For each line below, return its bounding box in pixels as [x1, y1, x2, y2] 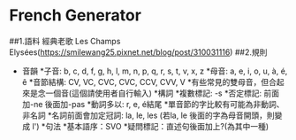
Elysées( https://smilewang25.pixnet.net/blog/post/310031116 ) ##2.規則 [9, 46, 268, 58]
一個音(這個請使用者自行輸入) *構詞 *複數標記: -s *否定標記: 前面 [45, 88, 280, 98]
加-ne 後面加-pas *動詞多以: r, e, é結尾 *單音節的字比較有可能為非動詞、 [21, 98, 285, 109]
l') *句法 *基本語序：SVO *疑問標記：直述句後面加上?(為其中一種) [32, 121, 269, 131]
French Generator [9, 5, 141, 26]
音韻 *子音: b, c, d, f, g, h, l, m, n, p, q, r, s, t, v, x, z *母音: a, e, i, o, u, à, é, [21, 66, 288, 76]
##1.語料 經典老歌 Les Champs [9, 35, 121, 46]
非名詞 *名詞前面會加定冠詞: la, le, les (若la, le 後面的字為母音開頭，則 [21, 110, 276, 121]
